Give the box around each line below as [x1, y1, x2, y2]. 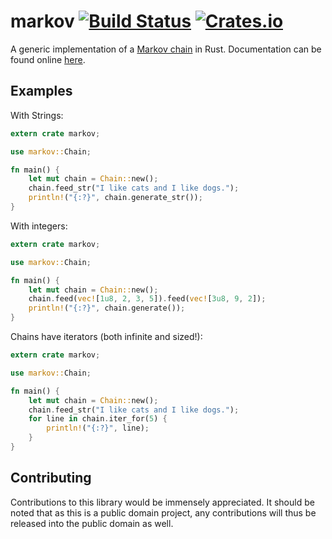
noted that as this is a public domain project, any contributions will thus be [10, 506, 317, 519]
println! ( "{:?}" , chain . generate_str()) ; [28, 193, 203, 203]
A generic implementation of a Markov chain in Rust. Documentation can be [10, 43, 322, 55]
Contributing [10, 470, 92, 487]
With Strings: [10, 109, 64, 121]
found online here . [10, 53, 86, 65]
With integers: [10, 220, 68, 232]
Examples [10, 83, 73, 100]
